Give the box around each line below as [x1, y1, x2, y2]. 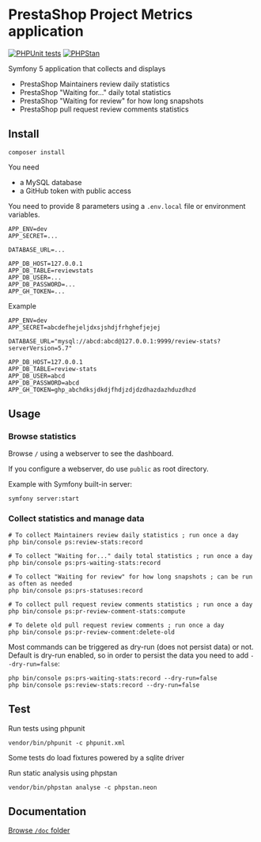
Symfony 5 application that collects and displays [8, 63, 166, 73]
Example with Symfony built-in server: [8, 480, 133, 489]
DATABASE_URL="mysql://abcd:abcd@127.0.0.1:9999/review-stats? [8, 337, 221, 345]
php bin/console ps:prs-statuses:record [8, 586, 144, 594]
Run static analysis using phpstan [8, 768, 118, 777]
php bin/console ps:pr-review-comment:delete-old [8, 628, 176, 636]
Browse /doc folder [8, 825, 70, 836]
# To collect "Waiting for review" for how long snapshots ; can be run [8, 572, 253, 581]
